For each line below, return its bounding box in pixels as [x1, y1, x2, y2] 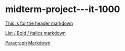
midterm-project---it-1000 [5, 4, 120, 15]
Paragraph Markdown [5, 39, 51, 46]
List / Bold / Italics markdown [5, 30, 66, 36]
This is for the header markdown [5, 20, 73, 26]
